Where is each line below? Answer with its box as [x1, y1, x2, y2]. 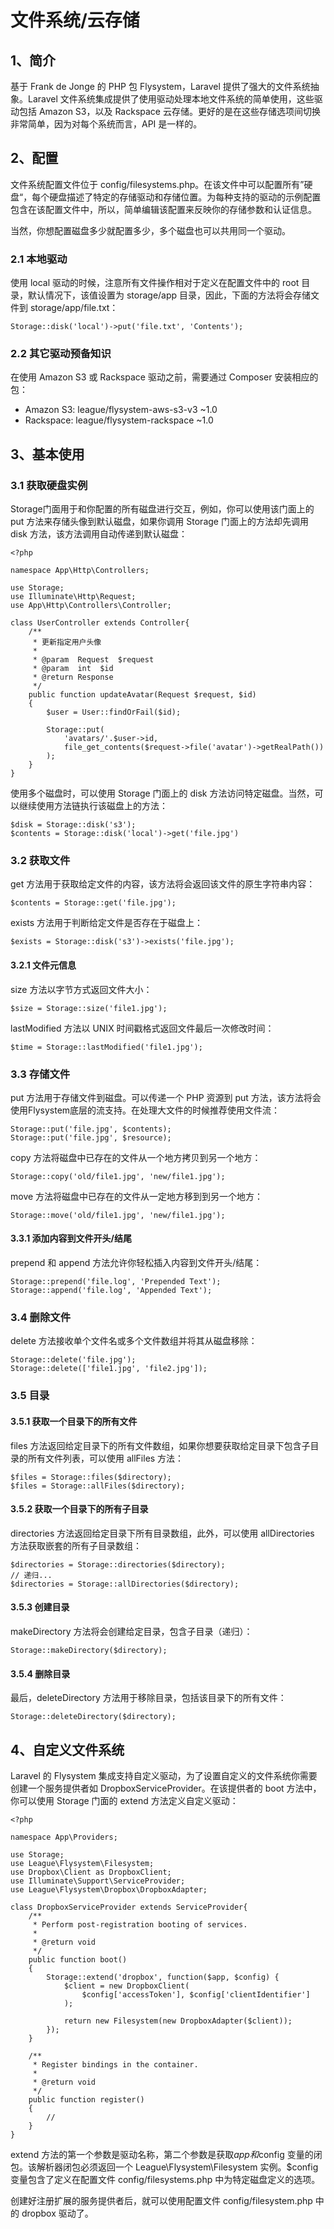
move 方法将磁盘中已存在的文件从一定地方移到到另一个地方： [10, 1190, 264, 1202]
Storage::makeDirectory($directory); [10, 1645, 168, 1655]
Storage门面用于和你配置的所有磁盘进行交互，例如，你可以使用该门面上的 [10, 503, 315, 515]
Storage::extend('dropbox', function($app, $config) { [46, 1972, 280, 1982]
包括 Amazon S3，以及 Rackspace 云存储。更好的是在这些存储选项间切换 [18, 106, 321, 117]
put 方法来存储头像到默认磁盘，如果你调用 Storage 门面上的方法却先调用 [10, 516, 309, 528]
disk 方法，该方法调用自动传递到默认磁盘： [10, 528, 188, 540]
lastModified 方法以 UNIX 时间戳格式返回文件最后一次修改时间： [10, 1022, 275, 1034]
